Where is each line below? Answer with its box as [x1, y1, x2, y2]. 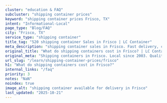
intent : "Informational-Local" [5, 21, 70, 26]
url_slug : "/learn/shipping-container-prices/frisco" [5, 58, 119, 63]
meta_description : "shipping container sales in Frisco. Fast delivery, [5, 44, 159, 49]
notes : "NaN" [5, 76, 32, 81]
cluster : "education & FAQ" [5, 7, 64, 12]
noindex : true [5, 81, 35, 86]
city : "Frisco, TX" [5, 30, 46, 35]
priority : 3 [5, 72, 30, 77]
